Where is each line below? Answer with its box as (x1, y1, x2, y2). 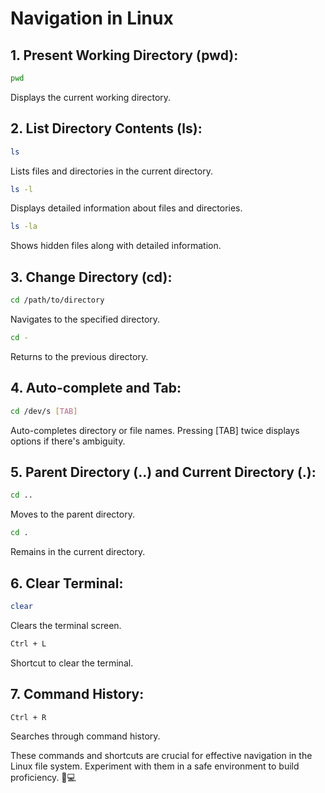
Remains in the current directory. (10, 546, 146, 558)
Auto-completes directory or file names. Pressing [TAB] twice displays (10, 424, 300, 436)
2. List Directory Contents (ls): (10, 120, 203, 137)
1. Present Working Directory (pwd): (10, 47, 239, 64)
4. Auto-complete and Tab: (10, 380, 182, 397)
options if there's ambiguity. (10, 435, 126, 447)
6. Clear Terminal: (10, 575, 124, 592)
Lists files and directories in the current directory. (10, 165, 213, 177)
